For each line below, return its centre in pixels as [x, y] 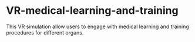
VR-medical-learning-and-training [92, 11]
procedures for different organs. [45, 32]
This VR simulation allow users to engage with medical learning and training [97, 26]
